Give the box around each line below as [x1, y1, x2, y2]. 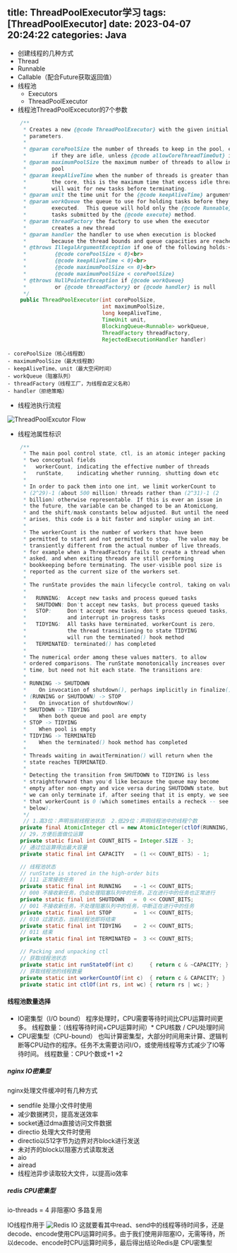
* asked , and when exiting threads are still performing [23, 555, 194, 563]
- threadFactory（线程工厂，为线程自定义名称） [7, 380, 134, 387]
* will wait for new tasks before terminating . [23, 185, 188, 192]
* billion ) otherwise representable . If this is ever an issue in [23, 496, 222, 503]
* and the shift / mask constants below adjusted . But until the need [23, 509, 229, 517]
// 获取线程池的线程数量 [20, 968, 83, 975]
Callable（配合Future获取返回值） [17, 73, 116, 81]
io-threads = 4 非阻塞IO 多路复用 [7, 1206, 102, 1214]
